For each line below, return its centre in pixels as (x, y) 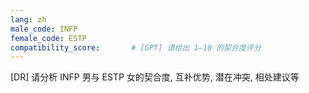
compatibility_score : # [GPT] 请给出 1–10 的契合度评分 (136, 47)
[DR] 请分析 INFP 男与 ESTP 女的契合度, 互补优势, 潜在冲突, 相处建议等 (155, 77)
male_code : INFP (44, 29)
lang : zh (28, 19)
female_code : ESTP (48, 38)
